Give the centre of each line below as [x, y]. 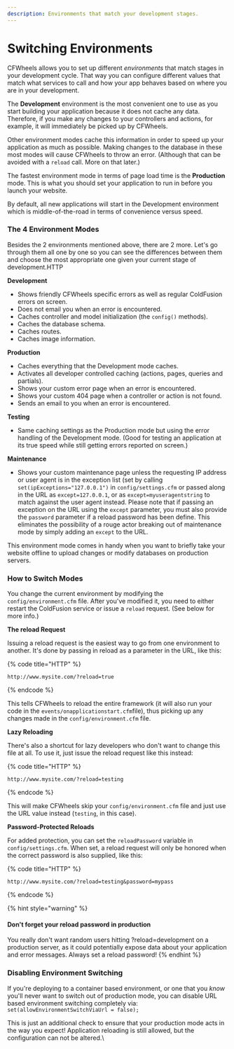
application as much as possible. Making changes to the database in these [115, 147]
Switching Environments [80, 48]
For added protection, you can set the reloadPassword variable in [100, 840]
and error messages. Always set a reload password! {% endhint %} [104, 955]
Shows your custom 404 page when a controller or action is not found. [119, 396]
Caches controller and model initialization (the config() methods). [112, 317]
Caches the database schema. [61, 324]
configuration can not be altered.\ [56, 1038]
